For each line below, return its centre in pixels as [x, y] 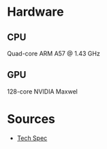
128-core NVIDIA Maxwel [43, 91]
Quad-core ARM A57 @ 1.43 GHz [53, 53]
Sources [31, 119]
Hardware [35, 12]
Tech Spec [32, 138]
